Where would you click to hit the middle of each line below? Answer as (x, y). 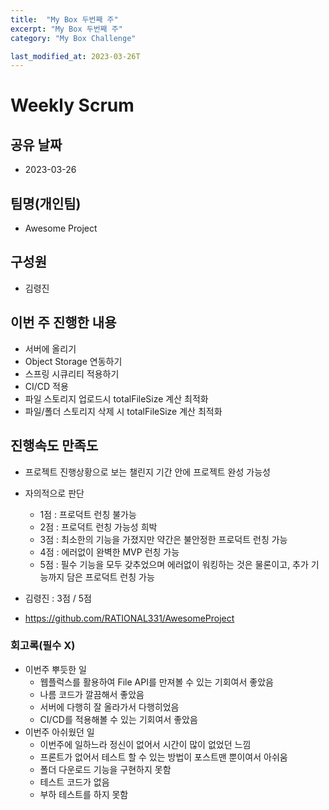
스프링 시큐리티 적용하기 (72, 373)
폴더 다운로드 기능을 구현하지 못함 (105, 769)
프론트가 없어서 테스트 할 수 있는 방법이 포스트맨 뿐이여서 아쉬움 (163, 757)
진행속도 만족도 (54, 446)
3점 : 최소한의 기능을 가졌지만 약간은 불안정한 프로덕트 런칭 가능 (163, 539)
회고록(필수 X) (43, 646)
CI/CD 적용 (46, 386)
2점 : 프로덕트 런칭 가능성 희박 (98, 527)
